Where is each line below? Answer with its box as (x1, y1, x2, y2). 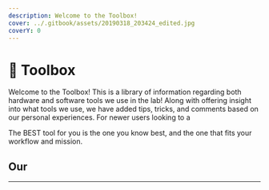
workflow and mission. (8, 137, 83, 146)
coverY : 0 (8, 26, 42, 34)
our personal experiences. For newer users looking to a (8, 113, 191, 122)
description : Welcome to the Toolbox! (8, 11, 138, 20)
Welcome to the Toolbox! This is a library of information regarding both (8, 87, 242, 97)
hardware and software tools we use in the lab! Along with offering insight (8, 96, 252, 105)
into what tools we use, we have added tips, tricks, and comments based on (8, 105, 259, 114)
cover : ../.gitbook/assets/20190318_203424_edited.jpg (8, 19, 195, 27)
